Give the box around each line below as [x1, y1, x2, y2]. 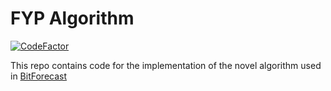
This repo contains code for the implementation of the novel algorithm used [10, 59, 322, 71]
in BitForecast [10, 70, 68, 82]
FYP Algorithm [10, 7, 135, 30]
